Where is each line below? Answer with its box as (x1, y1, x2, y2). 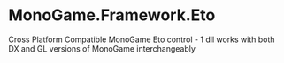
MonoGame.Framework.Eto (8, 5, 216, 25)
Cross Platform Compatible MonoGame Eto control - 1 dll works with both (8, 34, 275, 45)
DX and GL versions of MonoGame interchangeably (8, 43, 196, 53)
